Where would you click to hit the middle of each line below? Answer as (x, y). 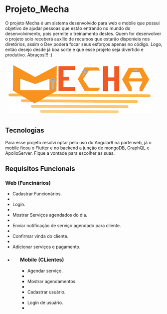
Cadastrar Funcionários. (37, 194)
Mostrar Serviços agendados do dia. (50, 215)
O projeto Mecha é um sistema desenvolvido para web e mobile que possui (83, 23)
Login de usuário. (45, 303)
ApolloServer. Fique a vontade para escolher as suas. (60, 153)
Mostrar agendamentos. (52, 281)
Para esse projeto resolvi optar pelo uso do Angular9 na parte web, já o (79, 142)
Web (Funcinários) (28, 183)
